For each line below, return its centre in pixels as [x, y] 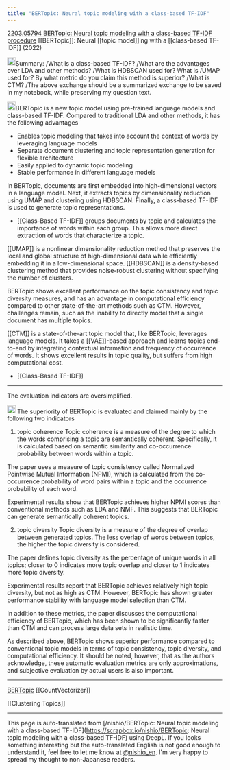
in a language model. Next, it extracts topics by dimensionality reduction [109, 193]
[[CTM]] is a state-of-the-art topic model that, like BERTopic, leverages [107, 333]
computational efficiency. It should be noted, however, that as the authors [111, 656]
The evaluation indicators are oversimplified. [70, 396]
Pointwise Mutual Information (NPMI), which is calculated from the [101, 474]
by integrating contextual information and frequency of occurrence [122, 348]
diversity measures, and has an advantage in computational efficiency [106, 298]
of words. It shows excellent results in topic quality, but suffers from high [110, 355]
